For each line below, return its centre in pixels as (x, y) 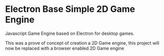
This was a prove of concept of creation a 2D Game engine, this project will (82, 43)
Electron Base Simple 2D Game (70, 9)
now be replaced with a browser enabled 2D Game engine (65, 48)
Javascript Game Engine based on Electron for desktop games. (70, 33)
